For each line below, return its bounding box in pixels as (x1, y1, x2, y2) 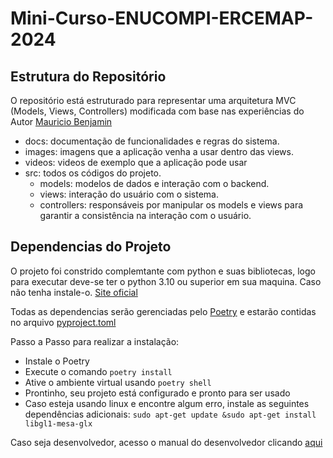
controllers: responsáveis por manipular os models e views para (39, 199, 304, 211)
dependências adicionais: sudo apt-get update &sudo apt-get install (24, 408, 317, 420)
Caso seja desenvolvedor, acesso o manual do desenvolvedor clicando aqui (10, 436, 323, 448)
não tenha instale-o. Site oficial (10, 286, 138, 298)
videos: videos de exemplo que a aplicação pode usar (24, 157, 248, 168)
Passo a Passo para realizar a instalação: (10, 335, 180, 347)
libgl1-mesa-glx (24, 418, 93, 429)
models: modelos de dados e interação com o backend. (39, 178, 270, 189)
